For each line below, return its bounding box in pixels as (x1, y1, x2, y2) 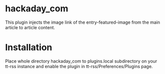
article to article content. (5, 24, 55, 30)
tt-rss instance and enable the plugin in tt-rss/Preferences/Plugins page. (5, 63, 153, 69)
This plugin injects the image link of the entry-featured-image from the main (5, 19, 160, 25)
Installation (5, 42, 53, 53)
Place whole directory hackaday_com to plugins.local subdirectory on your (5, 58, 158, 64)
